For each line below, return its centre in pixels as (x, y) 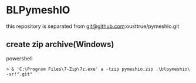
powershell (19, 58)
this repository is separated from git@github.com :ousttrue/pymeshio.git (93, 26)
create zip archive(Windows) (60, 44)
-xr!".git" (19, 74)
